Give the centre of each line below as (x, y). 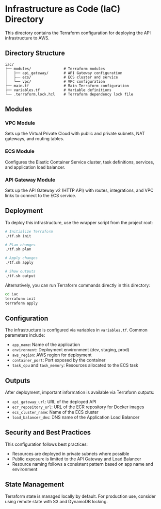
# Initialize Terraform (29, 231)
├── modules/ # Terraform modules (55, 69)
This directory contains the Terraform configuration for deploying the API (78, 33)
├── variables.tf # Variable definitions (58, 90)
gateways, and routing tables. (35, 139)
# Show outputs (20, 272)
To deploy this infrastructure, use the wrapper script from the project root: (79, 222)
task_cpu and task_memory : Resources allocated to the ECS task (75, 365)
